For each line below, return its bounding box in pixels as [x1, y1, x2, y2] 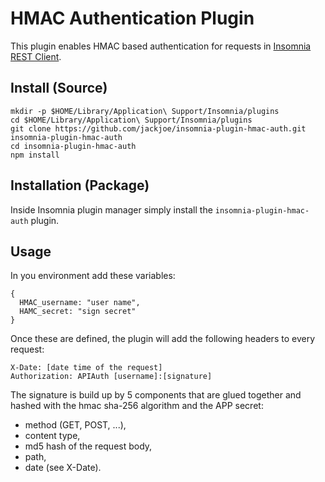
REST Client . [10, 50, 62, 62]
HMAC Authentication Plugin [10, 7, 255, 30]
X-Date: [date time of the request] [10, 363, 163, 373]
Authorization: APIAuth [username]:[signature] [10, 372, 213, 382]
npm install [10, 150, 60, 160]
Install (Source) [10, 80, 108, 97]
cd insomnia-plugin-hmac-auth [10, 141, 137, 151]
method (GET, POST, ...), [24, 419, 127, 431]
